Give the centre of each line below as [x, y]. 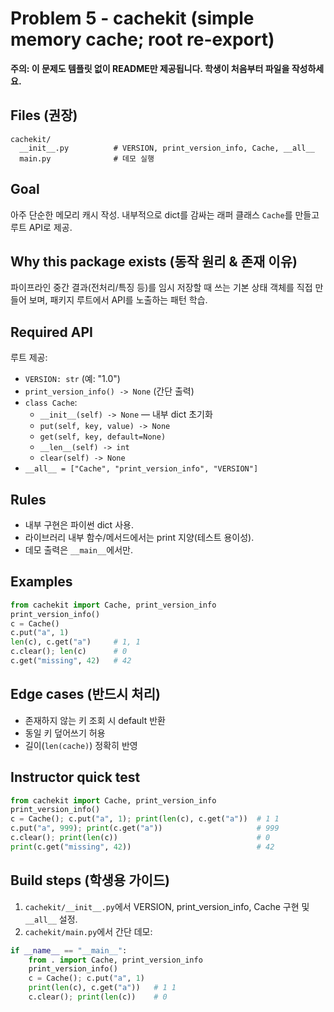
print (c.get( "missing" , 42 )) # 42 [142, 847]
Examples [41, 582]
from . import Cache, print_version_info [115, 960]
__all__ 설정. [51, 919]
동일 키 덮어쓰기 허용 [65, 733]
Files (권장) [44, 115]
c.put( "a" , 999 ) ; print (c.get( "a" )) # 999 [145, 828]
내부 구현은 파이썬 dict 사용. [79, 525]
